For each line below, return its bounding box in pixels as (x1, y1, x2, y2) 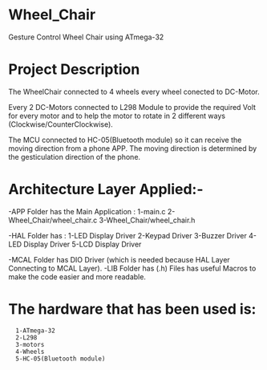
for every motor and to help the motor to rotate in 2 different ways (8, 111, 226, 120)
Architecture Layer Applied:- (8, 181, 204, 198)
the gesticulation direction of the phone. (8, 152, 141, 161)
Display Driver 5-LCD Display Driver (23, 239, 142, 249)
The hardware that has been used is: (8, 300, 257, 318)
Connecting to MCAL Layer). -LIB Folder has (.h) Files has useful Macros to (8, 263, 257, 273)
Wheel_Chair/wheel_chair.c (8, 215, 98, 225)
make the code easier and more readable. (8, 271, 147, 282)
